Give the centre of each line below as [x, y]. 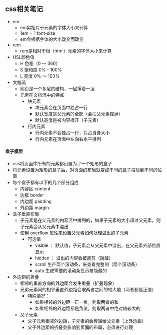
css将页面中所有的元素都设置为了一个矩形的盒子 [62, 164]
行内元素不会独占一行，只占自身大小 [72, 132]
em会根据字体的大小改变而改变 [52, 39]
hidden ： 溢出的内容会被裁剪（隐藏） [74, 258]
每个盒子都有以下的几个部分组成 [45, 182]
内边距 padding [36, 202]
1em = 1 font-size [38, 33]
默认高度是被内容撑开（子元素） [68, 120]
